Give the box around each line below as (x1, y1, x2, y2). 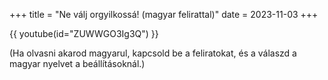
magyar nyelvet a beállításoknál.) (9, 58, 146, 69)
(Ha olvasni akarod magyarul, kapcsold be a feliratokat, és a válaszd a (9, 47, 297, 59)
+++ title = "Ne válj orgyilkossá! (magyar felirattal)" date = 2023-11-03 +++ (9, 9, 319, 20)
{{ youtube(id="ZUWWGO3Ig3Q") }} (9, 28, 159, 39)
